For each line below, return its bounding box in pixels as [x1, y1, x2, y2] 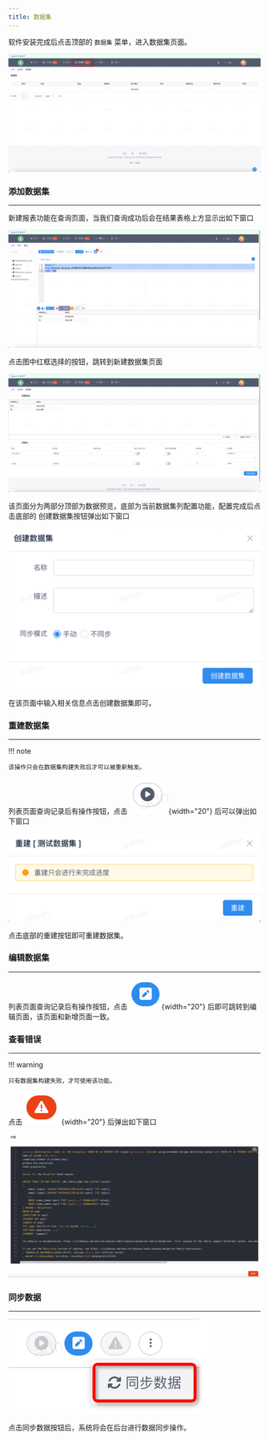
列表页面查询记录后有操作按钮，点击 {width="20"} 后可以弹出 [8, 807, 250, 816]
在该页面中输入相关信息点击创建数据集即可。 [8, 698, 156, 708]
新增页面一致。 [63, 1011, 114, 1021]
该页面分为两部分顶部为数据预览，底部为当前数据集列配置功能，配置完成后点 [8, 501, 261, 511]
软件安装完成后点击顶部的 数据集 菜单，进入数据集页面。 [8, 37, 192, 47]
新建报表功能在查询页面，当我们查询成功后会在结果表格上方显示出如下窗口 [8, 213, 254, 223]
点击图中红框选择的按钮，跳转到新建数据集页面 [8, 357, 163, 366]
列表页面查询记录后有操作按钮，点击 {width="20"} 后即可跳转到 [8, 1001, 250, 1011]
